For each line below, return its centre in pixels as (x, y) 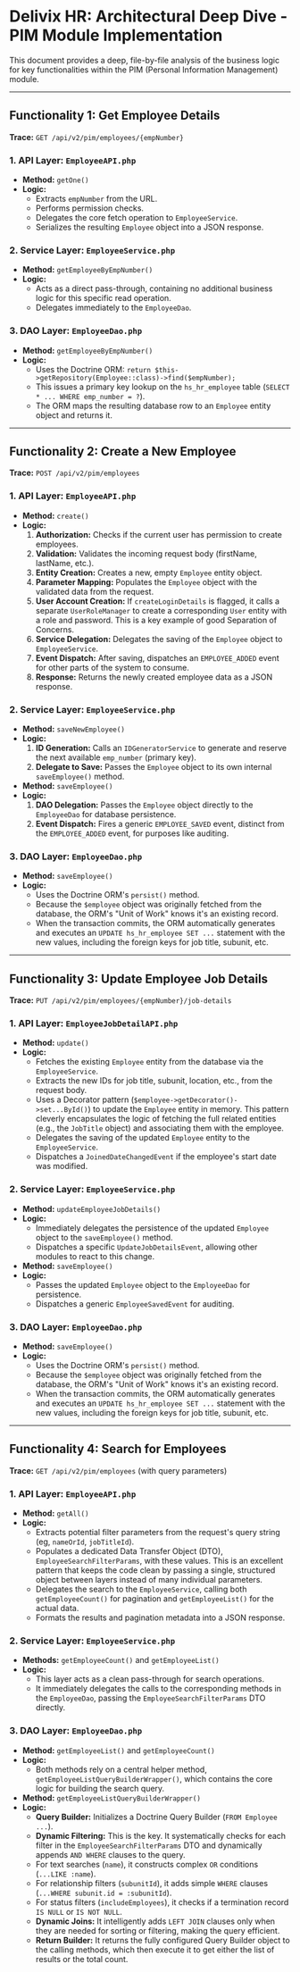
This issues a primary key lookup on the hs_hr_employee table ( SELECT (162, 387)
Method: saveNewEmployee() (73, 729)
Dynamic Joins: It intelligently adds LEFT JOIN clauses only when (155, 1921)
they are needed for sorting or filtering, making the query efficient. (158, 1930)
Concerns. (54, 629)
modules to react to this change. (95, 1256)
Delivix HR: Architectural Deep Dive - (149, 17)
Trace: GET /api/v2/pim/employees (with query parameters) (118, 1470)
